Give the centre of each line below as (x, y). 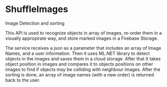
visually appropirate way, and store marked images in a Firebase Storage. (82, 38)
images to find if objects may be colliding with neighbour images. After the (83, 69)
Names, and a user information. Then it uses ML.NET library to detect (78, 53)
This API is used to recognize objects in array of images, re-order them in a (83, 33)
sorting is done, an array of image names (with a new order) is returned (80, 74)
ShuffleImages (37, 9)
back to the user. (23, 80)
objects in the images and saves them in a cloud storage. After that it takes (83, 58)
